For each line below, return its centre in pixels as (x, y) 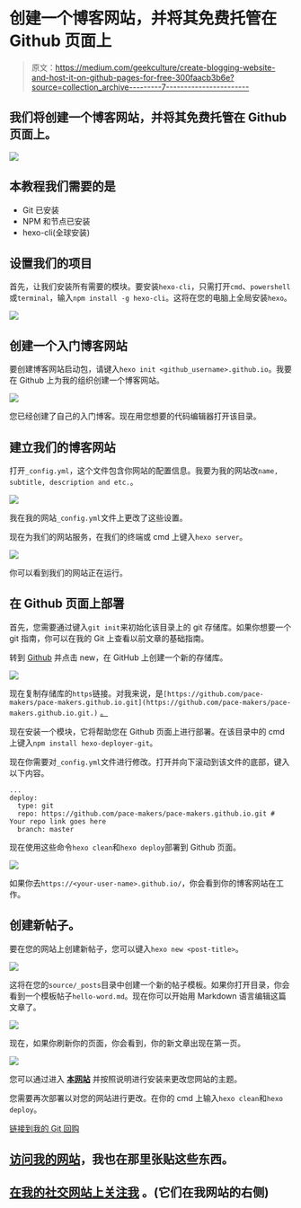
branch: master (46, 829)
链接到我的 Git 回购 (44, 1128)
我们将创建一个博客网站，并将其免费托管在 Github (148, 118)
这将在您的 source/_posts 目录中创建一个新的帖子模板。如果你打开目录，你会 (150, 984)
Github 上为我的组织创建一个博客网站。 (92, 380)
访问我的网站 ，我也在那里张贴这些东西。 (121, 1160)
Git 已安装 (41, 210)
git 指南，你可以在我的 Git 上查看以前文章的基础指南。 (109, 638)
